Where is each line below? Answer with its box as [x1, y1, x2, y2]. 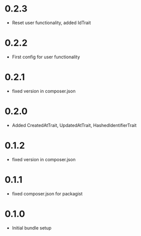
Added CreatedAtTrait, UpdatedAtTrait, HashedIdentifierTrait [12, 122, 137, 128]
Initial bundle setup [12, 224, 52, 231]
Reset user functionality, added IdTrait [12, 20, 91, 26]
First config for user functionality [12, 54, 80, 60]
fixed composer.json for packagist [12, 190, 83, 196]
